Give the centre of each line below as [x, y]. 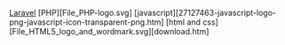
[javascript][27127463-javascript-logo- [205, 13]
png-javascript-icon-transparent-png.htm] [87, 22]
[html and [183, 22]
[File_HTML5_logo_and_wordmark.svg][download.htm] [109, 31]
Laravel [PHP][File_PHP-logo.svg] [71, 13]
